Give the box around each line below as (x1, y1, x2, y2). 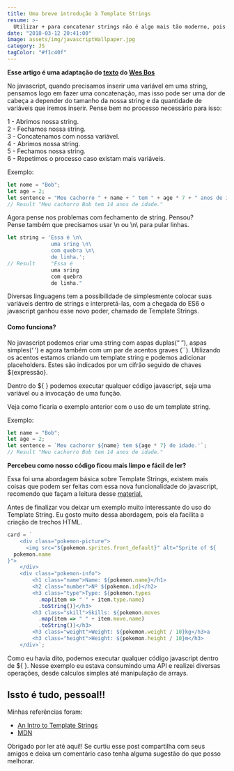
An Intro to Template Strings (17, 721, 98, 729)
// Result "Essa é (7, 260, 73, 267)
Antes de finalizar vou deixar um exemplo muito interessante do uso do (7, 503, 211, 512)
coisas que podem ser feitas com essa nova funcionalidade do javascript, (7, 482, 218, 491)
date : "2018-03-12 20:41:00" (7, 29, 92, 37)
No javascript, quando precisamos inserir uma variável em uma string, (7, 81, 208, 90)
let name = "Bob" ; (7, 429, 61, 436)
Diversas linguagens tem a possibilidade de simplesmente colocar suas (7, 292, 212, 300)
